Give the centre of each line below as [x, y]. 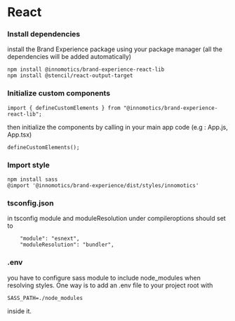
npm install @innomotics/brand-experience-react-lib [86, 70]
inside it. [20, 311]
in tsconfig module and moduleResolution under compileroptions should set [116, 219]
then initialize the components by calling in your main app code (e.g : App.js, [117, 127]
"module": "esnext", [50, 239]
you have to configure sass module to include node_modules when [104, 278]
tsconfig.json [31, 203]
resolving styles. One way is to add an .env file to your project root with [110, 285]
